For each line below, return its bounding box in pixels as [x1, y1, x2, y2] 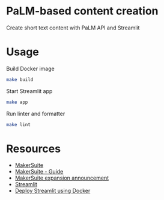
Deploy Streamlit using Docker [14, 187, 91, 195]
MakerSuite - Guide [14, 168, 64, 175]
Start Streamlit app [6, 87, 53, 94]
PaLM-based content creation [6, 4, 159, 18]
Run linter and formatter [6, 110, 65, 117]
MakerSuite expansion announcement [14, 174, 109, 181]
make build [6, 76, 34, 82]
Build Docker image [6, 65, 55, 72]
